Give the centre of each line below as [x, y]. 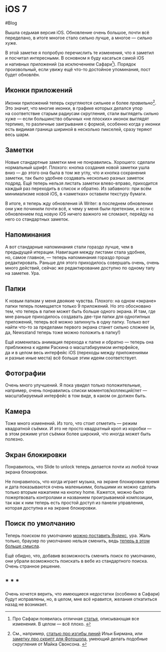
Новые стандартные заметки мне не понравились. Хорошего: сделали [80, 162]
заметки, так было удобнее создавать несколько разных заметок [75, 178]
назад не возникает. [26, 604]
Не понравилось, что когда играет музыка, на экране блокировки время [82, 481]
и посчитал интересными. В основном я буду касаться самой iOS [75, 58]
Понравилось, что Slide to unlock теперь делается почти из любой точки [82, 466]
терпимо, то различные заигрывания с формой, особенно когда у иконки [83, 124]
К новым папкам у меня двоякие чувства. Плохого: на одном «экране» [81, 301]
